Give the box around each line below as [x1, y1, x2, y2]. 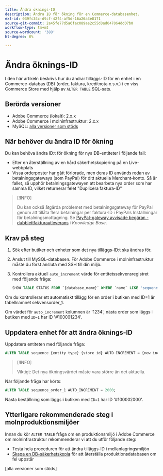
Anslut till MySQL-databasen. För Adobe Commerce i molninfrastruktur [12, 256, 154, 262]
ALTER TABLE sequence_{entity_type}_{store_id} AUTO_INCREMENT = [5, 350, 140, 355]
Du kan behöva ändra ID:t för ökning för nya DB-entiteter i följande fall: [5, 150, 147, 156]
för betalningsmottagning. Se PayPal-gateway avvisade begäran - [16, 215, 149, 220]
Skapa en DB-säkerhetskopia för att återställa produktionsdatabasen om [12, 451, 157, 457]
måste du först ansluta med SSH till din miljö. [12, 261, 102, 268]
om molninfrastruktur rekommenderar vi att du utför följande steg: [5, 436, 137, 442]
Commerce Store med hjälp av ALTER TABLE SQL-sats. [5, 86, 112, 92]
